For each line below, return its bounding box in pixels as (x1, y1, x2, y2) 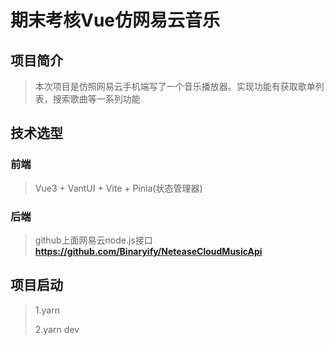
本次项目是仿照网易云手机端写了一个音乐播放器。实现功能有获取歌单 (34, 81, 316, 92)
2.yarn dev (34, 323, 80, 335)
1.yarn (34, 304, 60, 316)
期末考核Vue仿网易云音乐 (10, 9, 221, 32)
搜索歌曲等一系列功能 (52, 93, 141, 105)
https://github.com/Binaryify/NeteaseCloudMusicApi (34, 245, 263, 257)
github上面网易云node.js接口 (34, 234, 153, 246)
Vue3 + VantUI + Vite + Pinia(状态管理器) (34, 182, 203, 194)
